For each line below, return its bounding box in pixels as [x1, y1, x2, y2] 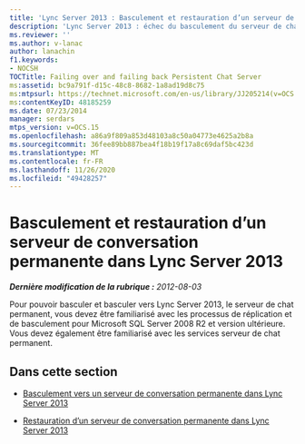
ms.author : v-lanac [9, 38, 84, 48]
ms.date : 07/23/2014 [9, 106, 88, 115]
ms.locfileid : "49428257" [9, 173, 107, 183]
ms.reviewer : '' [9, 30, 71, 39]
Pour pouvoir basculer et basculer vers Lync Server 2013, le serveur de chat [9, 299, 294, 310]
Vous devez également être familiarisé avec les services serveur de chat [9, 328, 280, 339]
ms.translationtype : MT [9, 148, 100, 157]
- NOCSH [9, 64, 39, 74]
